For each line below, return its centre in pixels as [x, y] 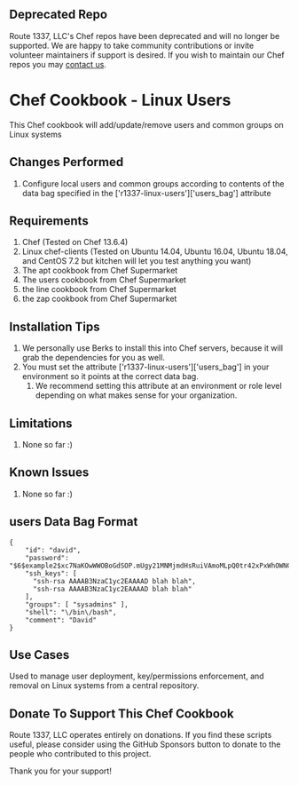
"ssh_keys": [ [51, 573]
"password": [47, 558]
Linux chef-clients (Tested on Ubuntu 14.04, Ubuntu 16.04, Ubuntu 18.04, [155, 251]
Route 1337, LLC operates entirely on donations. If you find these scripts [141, 735]
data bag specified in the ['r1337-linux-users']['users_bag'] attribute [147, 193]
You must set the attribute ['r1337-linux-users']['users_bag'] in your [145, 367]
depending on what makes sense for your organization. [136, 395]
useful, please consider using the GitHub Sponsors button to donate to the [145, 744]
